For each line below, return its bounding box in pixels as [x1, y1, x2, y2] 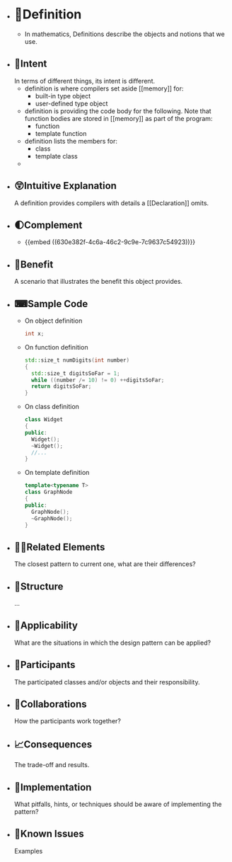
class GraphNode [24, 488, 73, 496]
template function [35, 129, 87, 137]
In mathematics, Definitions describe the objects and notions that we [24, 30, 225, 38]
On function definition [24, 343, 88, 351]
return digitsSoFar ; [30, 383, 92, 390]
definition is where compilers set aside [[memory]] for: [24, 84, 184, 93]
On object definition [24, 316, 83, 325]
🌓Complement [13, 219, 83, 231]
